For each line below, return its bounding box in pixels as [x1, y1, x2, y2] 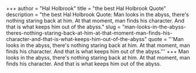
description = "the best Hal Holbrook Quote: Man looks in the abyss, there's [6, 11, 189, 18]
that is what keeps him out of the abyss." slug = [6, 23, 121, 30]
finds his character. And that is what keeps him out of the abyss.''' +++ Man [6, 48, 190, 54]
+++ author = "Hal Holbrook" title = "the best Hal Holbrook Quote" [6, 5, 166, 12]
